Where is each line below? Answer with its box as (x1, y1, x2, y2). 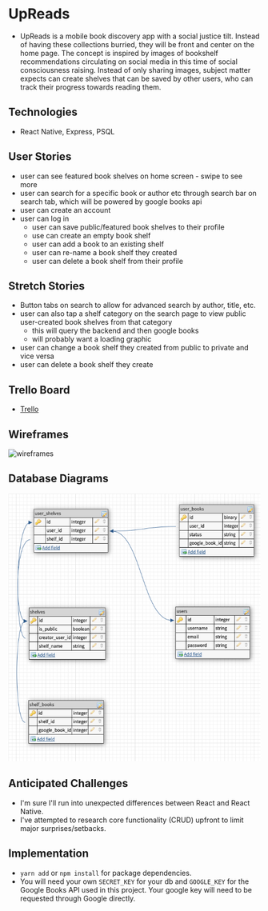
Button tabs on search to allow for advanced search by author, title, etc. (19, 301, 256, 310)
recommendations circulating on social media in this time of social (19, 57, 238, 66)
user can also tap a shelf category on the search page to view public (19, 309, 246, 318)
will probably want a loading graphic (31, 334, 152, 344)
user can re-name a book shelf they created (31, 247, 178, 257)
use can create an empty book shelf (31, 230, 151, 240)
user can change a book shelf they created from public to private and (19, 343, 250, 353)
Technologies (8, 106, 78, 119)
